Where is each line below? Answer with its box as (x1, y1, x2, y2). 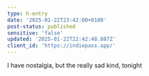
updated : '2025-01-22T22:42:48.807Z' (7, 36, 116, 43)
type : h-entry (7, 10, 49, 17)
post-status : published (7, 23, 76, 30)
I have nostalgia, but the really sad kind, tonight (7, 61, 142, 69)
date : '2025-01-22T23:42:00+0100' (7, 17, 107, 23)
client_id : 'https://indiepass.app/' (7, 42, 116, 49)
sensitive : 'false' (7, 29, 64, 37)
